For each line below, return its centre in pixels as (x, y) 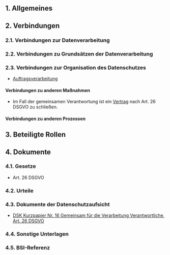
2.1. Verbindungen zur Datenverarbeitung (58, 40)
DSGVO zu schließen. (35, 107)
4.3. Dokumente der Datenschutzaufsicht (58, 204)
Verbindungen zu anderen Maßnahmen (48, 90)
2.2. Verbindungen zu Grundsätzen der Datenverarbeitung (79, 54)
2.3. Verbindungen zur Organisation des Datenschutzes (76, 67)
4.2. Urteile (20, 190)
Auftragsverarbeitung (35, 78)
